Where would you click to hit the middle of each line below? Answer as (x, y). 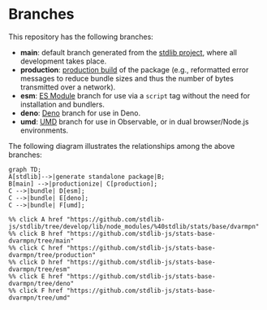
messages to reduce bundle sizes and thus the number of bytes (127, 78)
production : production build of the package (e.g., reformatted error (134, 69)
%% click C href (36, 248)
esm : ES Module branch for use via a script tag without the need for (135, 95)
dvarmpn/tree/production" (52, 255)
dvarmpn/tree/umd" (39, 298)
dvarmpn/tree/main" (41, 241)
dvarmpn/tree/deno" (41, 283)
